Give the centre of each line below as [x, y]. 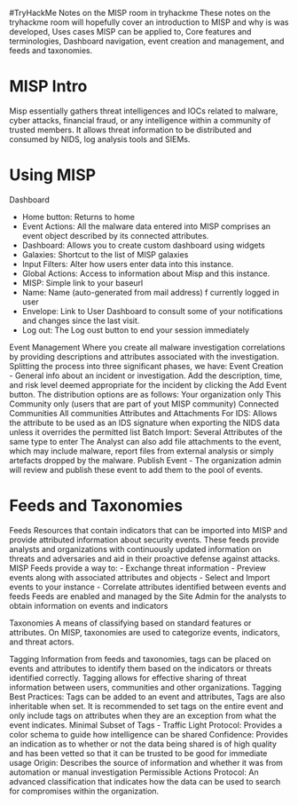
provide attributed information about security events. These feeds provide [144, 540]
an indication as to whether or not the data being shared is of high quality [143, 744]
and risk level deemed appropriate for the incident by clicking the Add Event [148, 384]
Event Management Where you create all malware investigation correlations [147, 347]
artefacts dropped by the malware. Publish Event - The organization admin [145, 460]
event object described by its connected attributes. [115, 235]
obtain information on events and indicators [89, 605]
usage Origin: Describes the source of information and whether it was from [146, 762]
